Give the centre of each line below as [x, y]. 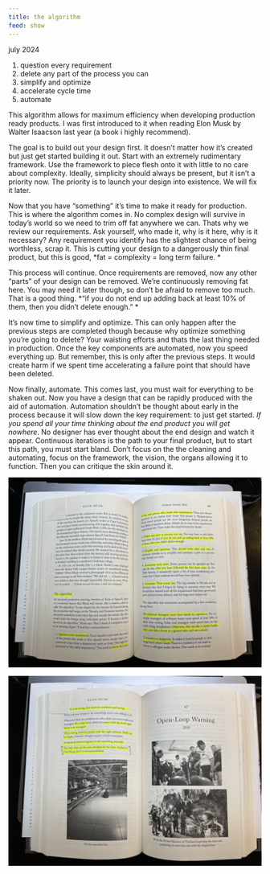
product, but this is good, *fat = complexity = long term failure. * [115, 256]
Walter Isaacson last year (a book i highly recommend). [100, 132]
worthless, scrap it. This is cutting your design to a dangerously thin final [129, 248]
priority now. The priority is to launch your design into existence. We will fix [133, 182]
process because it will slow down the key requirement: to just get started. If [135, 415]
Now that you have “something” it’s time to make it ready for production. [128, 206]
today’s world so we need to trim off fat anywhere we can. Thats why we [129, 223]
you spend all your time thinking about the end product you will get [119, 423]
